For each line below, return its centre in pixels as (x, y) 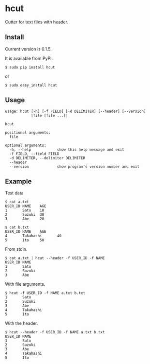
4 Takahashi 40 (33, 236)
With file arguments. (25, 284)
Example (18, 181)
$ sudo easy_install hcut (31, 85)
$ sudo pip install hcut (30, 67)
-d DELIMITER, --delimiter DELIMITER (47, 158)
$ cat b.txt (17, 227)
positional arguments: (28, 132)
